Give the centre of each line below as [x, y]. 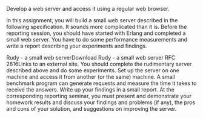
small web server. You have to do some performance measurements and [97, 39]
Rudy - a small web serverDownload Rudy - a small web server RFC [91, 57]
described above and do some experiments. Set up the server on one [93, 70]
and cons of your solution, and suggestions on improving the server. [92, 109]
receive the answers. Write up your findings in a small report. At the [90, 89]
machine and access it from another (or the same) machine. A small [91, 77]
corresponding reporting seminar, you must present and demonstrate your [99, 96]
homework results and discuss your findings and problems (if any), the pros [101, 102]
